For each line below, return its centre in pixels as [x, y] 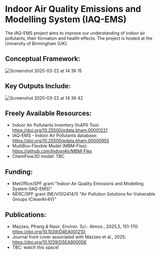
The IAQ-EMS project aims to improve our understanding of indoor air [75, 33]
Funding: [19, 172]
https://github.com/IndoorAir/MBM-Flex [52, 151]
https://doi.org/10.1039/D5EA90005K [49, 242]
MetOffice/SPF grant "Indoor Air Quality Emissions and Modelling [78, 184]
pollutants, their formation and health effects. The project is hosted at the [79, 38]
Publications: [26, 215]
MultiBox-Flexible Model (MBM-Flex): [50, 146]
